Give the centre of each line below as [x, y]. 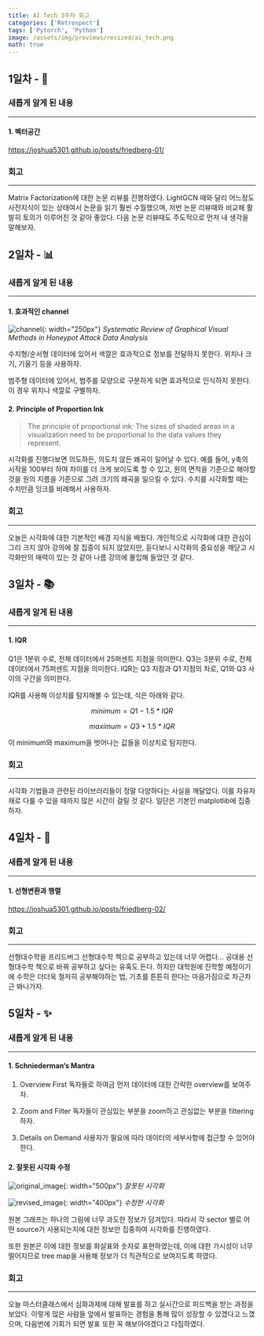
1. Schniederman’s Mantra [51, 1066]
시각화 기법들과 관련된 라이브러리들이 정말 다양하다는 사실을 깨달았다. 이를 [121, 791]
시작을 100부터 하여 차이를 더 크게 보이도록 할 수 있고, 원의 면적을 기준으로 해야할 [132, 469]
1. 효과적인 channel [38, 311]
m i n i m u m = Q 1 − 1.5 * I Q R [132, 711]
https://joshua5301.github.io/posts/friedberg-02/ [87, 909]
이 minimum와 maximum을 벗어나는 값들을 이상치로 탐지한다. [103, 742]
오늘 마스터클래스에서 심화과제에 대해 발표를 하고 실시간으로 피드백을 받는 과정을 [131, 1304]
